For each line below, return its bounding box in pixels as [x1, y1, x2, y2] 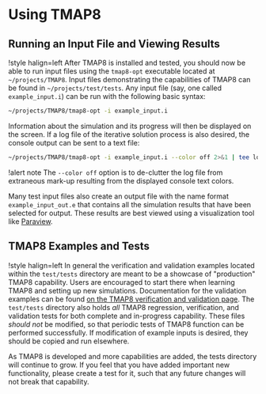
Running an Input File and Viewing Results [8, 37, 220, 51]
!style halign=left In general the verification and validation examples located [8, 260, 255, 270]
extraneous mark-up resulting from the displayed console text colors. [8, 176, 234, 185]
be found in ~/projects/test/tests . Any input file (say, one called [8, 83, 222, 93]
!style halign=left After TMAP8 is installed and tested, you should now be [8, 58, 246, 67]
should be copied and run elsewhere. [8, 336, 130, 346]
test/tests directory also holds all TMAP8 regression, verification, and [8, 302, 240, 312]
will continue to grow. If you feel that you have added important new [8, 360, 230, 369]
